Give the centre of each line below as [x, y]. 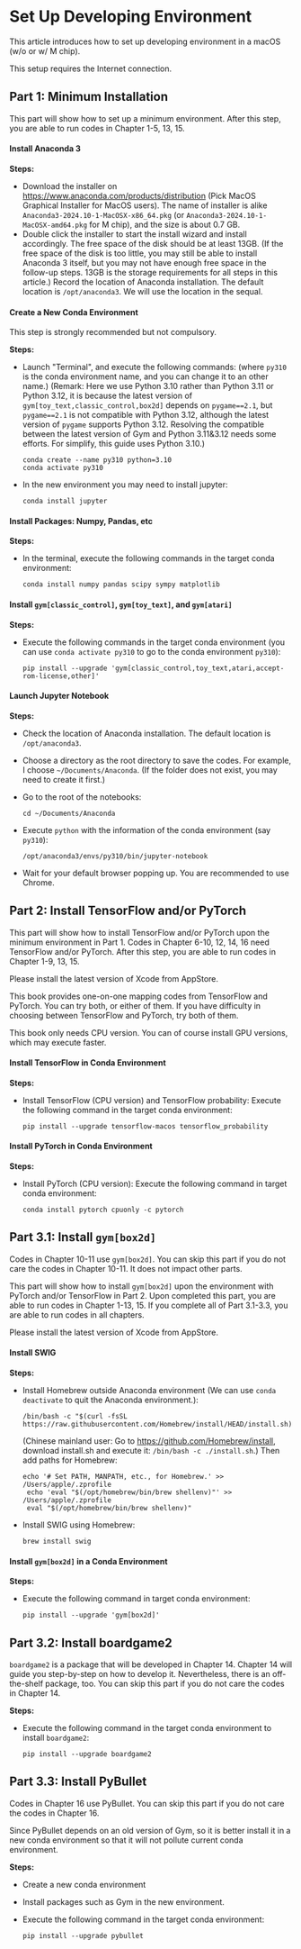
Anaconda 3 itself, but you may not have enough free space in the [144, 262]
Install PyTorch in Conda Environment [81, 1147]
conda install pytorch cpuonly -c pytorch [103, 1210]
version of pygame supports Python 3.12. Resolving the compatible [143, 424]
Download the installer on [70, 186]
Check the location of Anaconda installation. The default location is [146, 733]
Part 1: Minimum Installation [89, 97]
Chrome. [39, 882]
